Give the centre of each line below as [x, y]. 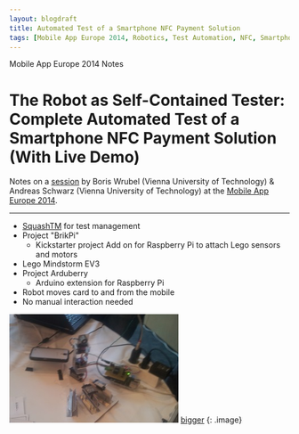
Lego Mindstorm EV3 [61, 264]
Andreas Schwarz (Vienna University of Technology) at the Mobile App [139, 191]
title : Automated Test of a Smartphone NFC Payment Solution [125, 28]
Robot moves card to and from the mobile [98, 292]
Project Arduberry [55, 274]
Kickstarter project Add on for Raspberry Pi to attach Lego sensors [158, 245]
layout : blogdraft [43, 19]
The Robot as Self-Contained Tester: [147, 100]
